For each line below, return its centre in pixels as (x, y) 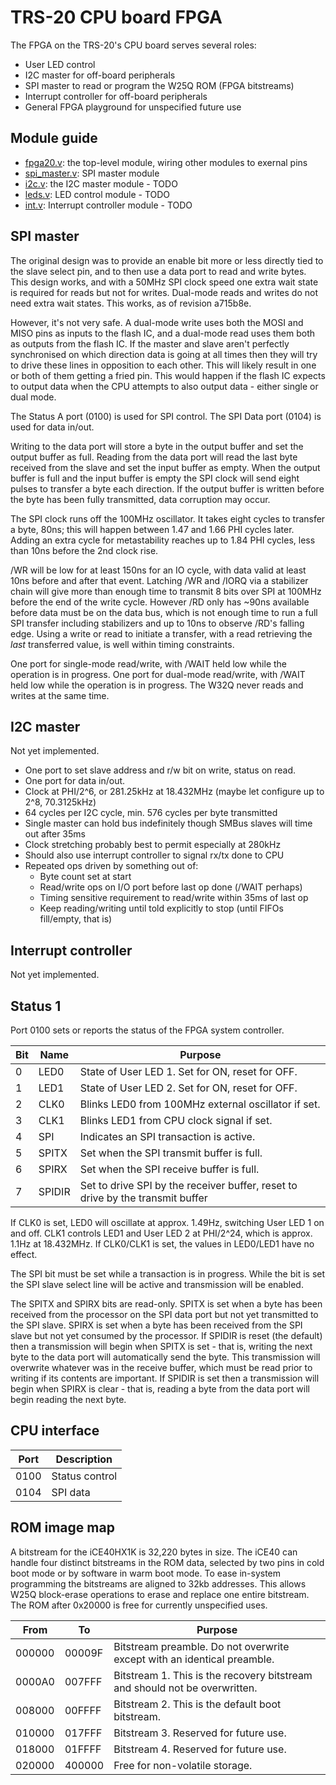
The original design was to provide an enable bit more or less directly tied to (167, 260)
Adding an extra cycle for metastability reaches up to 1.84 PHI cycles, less (163, 540)
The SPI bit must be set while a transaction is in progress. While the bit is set (168, 1274)
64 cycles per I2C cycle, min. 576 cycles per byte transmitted (151, 813)
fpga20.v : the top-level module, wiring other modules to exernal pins (166, 162)
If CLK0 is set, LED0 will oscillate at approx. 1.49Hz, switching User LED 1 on (167, 1222)
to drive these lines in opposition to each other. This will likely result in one (163, 365)
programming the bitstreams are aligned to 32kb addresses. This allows (158, 1583)
